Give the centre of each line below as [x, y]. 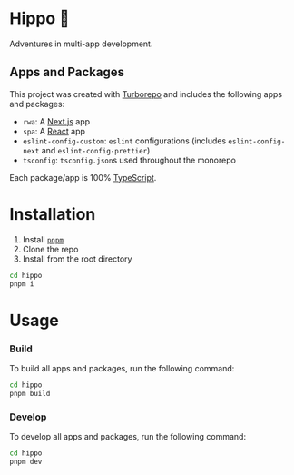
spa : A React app [54, 131]
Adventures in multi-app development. [81, 44]
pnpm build [30, 393]
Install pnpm [43, 239]
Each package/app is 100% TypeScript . [83, 177]
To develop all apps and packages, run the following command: [128, 436]
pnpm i [22, 284]
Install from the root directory [77, 259]
